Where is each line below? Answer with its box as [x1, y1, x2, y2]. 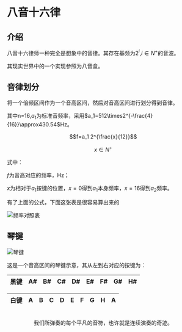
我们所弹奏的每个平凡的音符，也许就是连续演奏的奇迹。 [34, 319, 173, 327]
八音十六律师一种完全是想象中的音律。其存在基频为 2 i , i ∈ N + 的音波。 [7, 48, 180, 57]
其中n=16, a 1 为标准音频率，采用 [7, 112, 85, 121]
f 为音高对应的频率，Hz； [7, 171, 70, 179]
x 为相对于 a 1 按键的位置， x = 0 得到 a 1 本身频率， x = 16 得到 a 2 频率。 [7, 184, 173, 193]
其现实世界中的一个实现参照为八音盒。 [7, 62, 103, 70]
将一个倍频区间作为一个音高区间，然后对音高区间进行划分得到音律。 [7, 99, 178, 107]
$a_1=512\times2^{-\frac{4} [84, 112, 153, 120]
